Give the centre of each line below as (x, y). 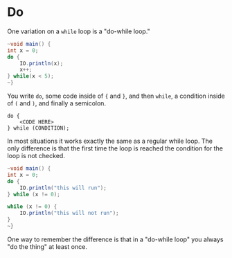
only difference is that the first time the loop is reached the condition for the (115, 148)
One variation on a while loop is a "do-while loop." (79, 31)
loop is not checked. (36, 156)
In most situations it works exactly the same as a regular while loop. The (110, 141)
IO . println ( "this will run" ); (63, 188)
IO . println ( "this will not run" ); (69, 213)
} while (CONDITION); (38, 128)
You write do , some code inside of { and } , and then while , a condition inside (116, 96)
